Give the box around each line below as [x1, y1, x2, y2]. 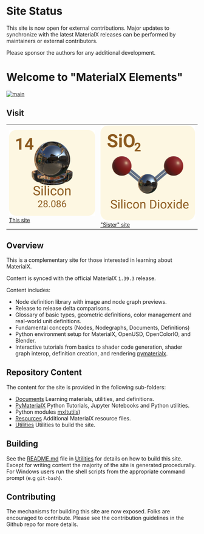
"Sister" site [100, 221, 131, 228]
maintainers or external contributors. [6, 37, 98, 44]
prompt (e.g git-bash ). [6, 474, 63, 481]
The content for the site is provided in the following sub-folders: [6, 383, 166, 391]
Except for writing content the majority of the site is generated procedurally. [6, 461, 196, 468]
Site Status [6, 4, 63, 18]
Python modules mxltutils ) [15, 408, 81, 416]
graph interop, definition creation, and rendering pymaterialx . [15, 350, 168, 357]
